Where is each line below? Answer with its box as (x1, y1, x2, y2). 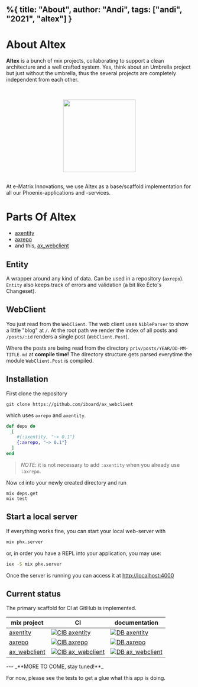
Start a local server (6, 512, 78, 522)
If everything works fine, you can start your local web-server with (6, 527, 166, 534)
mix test (6, 495, 28, 502)
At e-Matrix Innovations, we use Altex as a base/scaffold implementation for (6, 183, 191, 190)
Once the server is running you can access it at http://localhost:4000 (6, 572, 174, 579)
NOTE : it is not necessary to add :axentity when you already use (20, 461, 180, 468)
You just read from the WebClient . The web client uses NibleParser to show (6, 320, 189, 327)
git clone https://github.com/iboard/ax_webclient (6, 401, 134, 407)
